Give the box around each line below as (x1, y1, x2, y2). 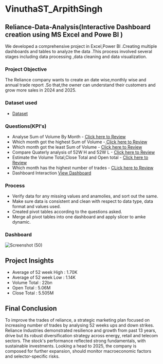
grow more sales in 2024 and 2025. (5, 87, 76, 93)
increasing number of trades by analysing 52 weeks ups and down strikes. (5, 323, 154, 328)
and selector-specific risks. (5, 353, 60, 359)
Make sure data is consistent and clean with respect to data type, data (12, 198, 153, 204)
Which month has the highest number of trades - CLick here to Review (12, 165, 154, 171)
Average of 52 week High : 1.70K (12, 269, 78, 275)
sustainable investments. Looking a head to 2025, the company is (5, 343, 137, 349)
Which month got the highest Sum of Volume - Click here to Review (12, 139, 147, 145)
